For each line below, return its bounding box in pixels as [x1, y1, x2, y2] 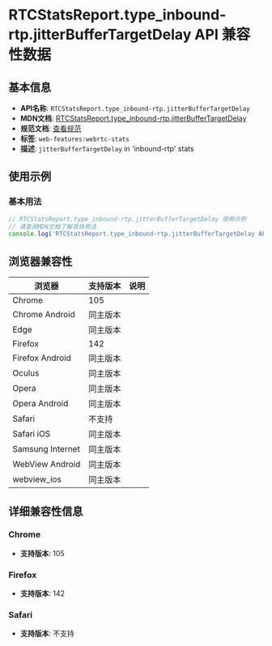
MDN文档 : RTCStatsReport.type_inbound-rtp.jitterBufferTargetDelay [19, 113, 247, 123]
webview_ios [12, 474, 62, 485]
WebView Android [12, 459, 81, 470]
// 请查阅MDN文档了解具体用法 [8, 223, 97, 231]
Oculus [12, 368, 40, 379]
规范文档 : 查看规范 [19, 124, 82, 133]
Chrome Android [12, 309, 75, 321]
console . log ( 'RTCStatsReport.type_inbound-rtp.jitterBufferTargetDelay [8, 230, 255, 238]
